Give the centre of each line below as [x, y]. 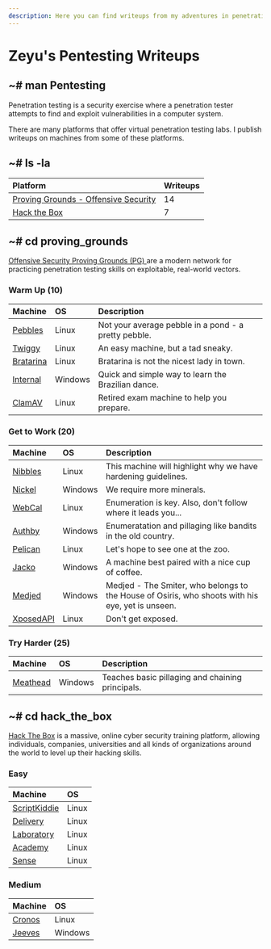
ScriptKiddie [36, 808]
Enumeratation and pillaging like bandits [181, 526]
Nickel [24, 489]
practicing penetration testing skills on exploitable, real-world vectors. [125, 269]
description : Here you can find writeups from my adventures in [119, 16]
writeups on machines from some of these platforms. [96, 137]
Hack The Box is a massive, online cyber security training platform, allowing [134, 735]
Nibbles [27, 471]
